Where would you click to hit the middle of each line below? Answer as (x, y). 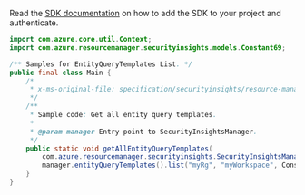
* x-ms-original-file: (73, 90)
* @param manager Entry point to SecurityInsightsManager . (143, 132)
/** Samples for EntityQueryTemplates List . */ (101, 64)
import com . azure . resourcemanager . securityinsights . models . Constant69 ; (148, 48)
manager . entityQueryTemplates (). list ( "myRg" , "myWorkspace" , (160, 166)
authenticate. (34, 23)
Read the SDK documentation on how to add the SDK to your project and (145, 13)
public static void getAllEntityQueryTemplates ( (119, 149)
